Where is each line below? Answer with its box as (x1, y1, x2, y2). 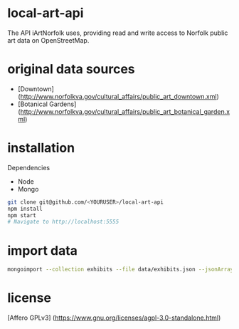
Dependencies (7, 163, 51, 172)
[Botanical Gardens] (17, 100, 77, 108)
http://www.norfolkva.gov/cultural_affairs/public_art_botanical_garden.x (20, 107, 230, 115)
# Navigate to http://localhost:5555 (7, 219, 119, 226)
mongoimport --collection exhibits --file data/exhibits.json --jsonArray (7, 266, 234, 273)
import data (7, 242, 78, 258)
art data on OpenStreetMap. (7, 36, 90, 44)
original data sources (7, 61, 135, 78)
